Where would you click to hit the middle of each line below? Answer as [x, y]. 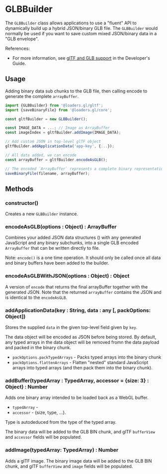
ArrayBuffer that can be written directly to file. [53, 248]
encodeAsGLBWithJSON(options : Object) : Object [67, 276]
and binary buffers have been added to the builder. [57, 263]
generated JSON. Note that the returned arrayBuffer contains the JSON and [83, 292]
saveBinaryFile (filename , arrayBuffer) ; [48, 173]
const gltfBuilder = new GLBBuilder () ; [46, 119]
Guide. [19, 63]
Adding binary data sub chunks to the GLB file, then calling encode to [76, 91]
